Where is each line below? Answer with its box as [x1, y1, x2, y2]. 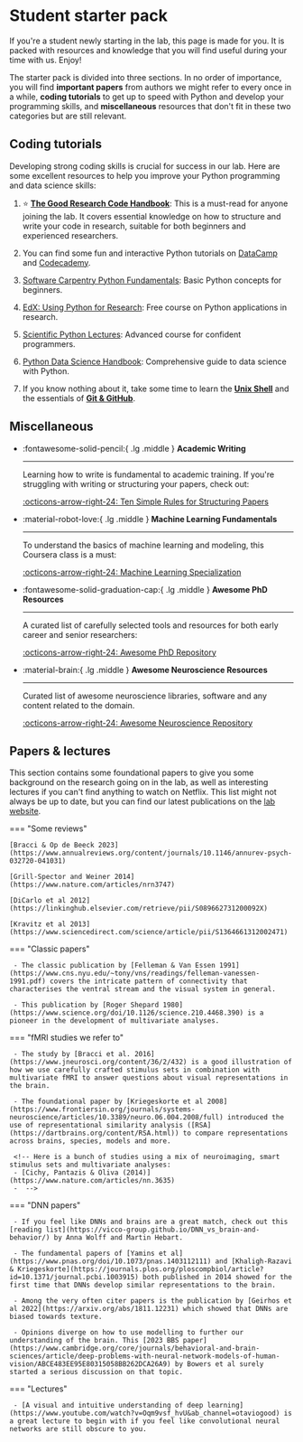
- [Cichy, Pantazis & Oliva [13, 1168, 119, 1177]
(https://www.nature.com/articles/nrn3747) [9, 880, 176, 890]
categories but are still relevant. [9, 110, 127, 121]
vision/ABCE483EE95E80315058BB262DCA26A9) [9, 1360, 171, 1369]
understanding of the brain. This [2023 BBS [9, 1336, 179, 1345]
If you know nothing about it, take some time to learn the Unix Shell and [22, 383, 289, 394]
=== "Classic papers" [9, 943, 90, 954]
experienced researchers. [22, 229, 119, 240]
